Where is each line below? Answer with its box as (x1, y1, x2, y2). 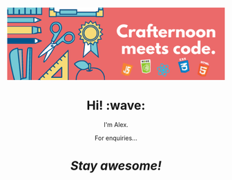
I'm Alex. (103, 120, 129, 128)
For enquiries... (94, 134, 138, 142)
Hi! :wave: (86, 98, 146, 114)
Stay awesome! (70, 158, 162, 174)
